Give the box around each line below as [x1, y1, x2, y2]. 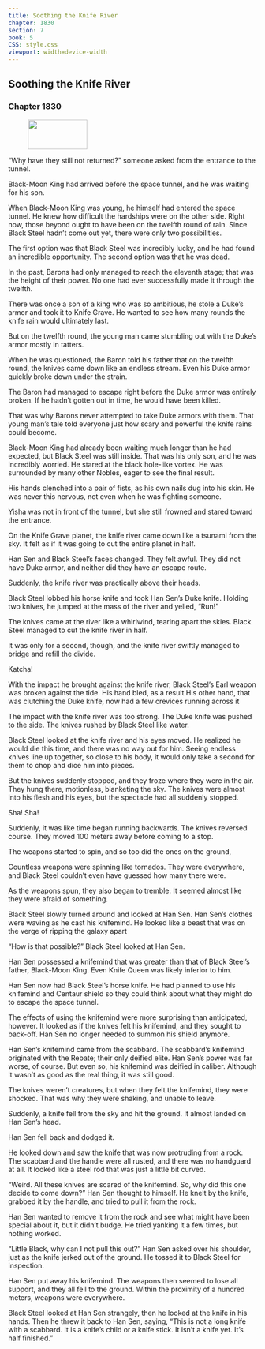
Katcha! [8, 664, 33, 673]
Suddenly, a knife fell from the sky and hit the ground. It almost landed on [8, 1108, 247, 1118]
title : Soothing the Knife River [8, 11, 118, 20]
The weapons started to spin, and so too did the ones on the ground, [8, 846, 232, 856]
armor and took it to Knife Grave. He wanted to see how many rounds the [8, 307, 246, 317]
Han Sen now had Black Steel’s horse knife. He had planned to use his [8, 980, 236, 990]
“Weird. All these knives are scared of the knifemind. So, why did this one [8, 1179, 247, 1189]
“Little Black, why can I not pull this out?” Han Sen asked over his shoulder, [8, 1244, 252, 1253]
